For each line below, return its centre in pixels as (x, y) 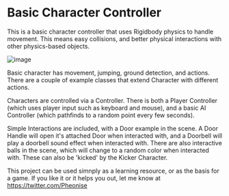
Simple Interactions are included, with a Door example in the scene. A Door (113, 128)
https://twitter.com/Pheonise (47, 185)
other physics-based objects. (49, 46)
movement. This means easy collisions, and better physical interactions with (114, 38)
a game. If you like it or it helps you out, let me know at (84, 178)
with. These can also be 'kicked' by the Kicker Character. (87, 157)
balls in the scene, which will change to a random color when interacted (108, 150)
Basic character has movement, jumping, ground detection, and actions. (108, 73)
